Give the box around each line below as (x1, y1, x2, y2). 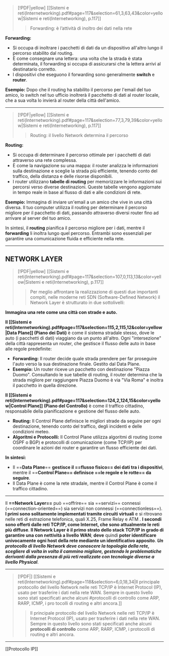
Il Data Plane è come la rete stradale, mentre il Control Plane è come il (12, 480, 157, 486)
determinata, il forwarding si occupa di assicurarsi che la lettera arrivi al (12, 61, 161, 67)
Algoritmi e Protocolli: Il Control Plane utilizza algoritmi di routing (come (12, 434, 162, 440)
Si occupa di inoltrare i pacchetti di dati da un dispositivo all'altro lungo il (12, 45, 163, 50)
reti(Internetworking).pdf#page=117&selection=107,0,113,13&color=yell (17, 274, 162, 280)
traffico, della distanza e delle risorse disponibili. (12, 173, 113, 179)
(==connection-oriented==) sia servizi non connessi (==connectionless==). (5, 505, 162, 511)
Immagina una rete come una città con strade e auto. (5, 309, 118, 315)
